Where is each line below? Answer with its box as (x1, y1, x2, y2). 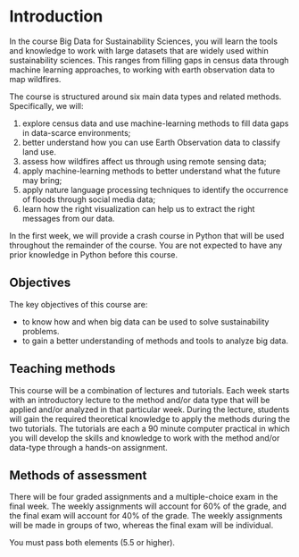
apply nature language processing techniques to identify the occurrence (21, 184, 289, 195)
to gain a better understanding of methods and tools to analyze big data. (21, 335, 288, 346)
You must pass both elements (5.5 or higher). (9, 537, 176, 548)
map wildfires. (9, 73, 62, 84)
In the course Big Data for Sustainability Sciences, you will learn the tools (9, 36, 278, 46)
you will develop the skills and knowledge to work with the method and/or (9, 432, 280, 443)
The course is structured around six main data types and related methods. (9, 91, 282, 102)
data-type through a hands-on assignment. (9, 442, 168, 452)
